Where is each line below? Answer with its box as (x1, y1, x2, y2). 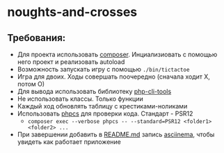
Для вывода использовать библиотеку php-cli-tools (17, 88, 172, 95)
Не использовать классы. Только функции (17, 95, 144, 103)
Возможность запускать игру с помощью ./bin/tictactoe (17, 65, 190, 73)
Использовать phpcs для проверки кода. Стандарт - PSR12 (17, 109, 193, 118)
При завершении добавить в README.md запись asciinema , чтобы (17, 130, 215, 138)
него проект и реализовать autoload (17, 58, 125, 66)
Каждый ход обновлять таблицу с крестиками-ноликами (17, 102, 188, 110)
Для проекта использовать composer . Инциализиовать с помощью (17, 50, 218, 58)
